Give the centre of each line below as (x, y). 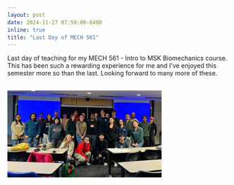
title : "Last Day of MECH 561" (53, 37)
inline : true (26, 30)
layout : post (26, 15)
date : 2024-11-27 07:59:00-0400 (55, 22)
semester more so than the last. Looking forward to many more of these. (112, 73)
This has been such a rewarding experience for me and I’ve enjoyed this (112, 66)
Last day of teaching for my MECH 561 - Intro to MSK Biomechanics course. (117, 58)
